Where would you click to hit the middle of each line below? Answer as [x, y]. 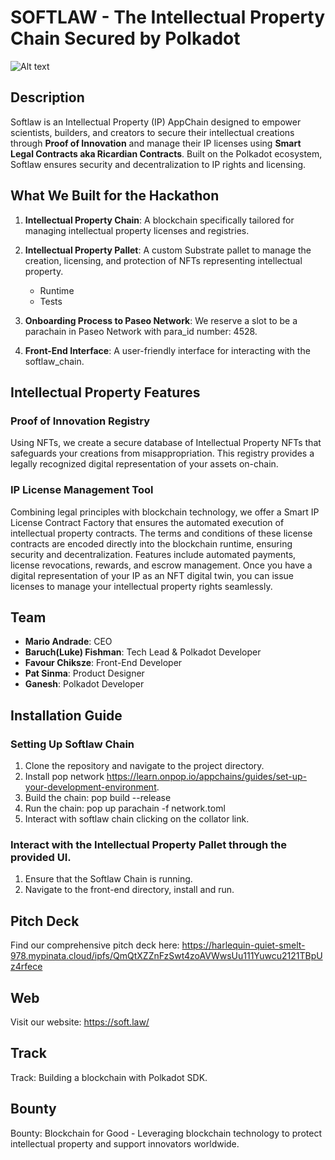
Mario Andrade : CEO [68, 642]
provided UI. [41, 857]
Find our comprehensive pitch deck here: [95, 945]
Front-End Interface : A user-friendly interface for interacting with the [167, 350]
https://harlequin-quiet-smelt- [243, 945]
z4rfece [26, 967]
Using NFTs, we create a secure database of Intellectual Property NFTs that [166, 443]
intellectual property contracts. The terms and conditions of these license [161, 533]
